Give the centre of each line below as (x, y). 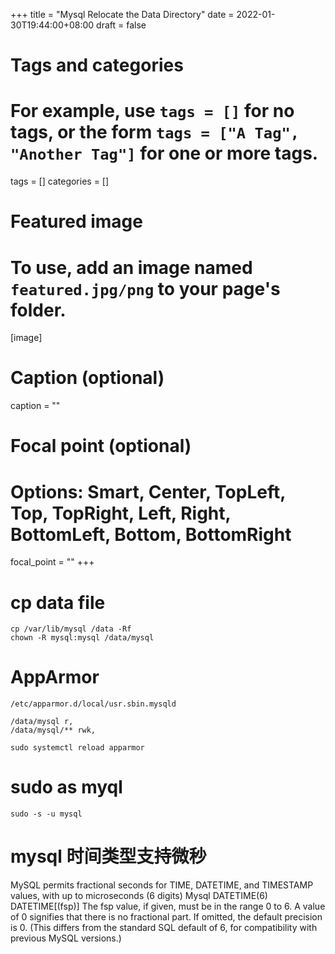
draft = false (121, 25)
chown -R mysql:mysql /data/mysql (82, 638)
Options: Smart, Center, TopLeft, (148, 491)
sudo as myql (66, 787)
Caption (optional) (87, 378)
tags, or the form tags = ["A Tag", (155, 132)
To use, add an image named (131, 267)
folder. (38, 310)
